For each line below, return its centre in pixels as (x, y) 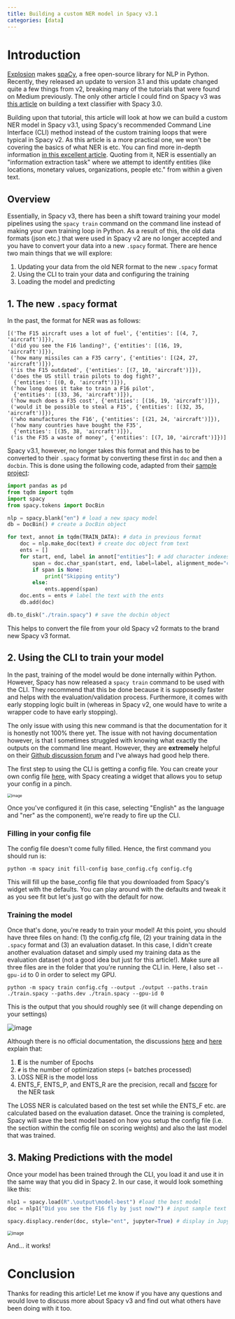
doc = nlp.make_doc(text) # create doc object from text (105, 544)
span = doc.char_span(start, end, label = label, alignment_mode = (128, 563)
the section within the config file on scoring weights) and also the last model (117, 1128)
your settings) (27, 1014)
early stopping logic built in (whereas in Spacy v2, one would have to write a (117, 704)
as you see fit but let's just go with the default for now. (86, 897)
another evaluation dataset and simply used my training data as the (104, 953)
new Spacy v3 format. (39, 635)
